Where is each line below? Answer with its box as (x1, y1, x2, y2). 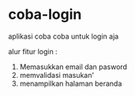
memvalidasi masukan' (19, 70, 95, 79)
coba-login (8, 6, 82, 24)
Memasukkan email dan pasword (19, 61, 128, 72)
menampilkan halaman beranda (19, 79, 122, 88)
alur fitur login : (8, 46, 58, 56)
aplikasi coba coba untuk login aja (8, 31, 119, 41)
